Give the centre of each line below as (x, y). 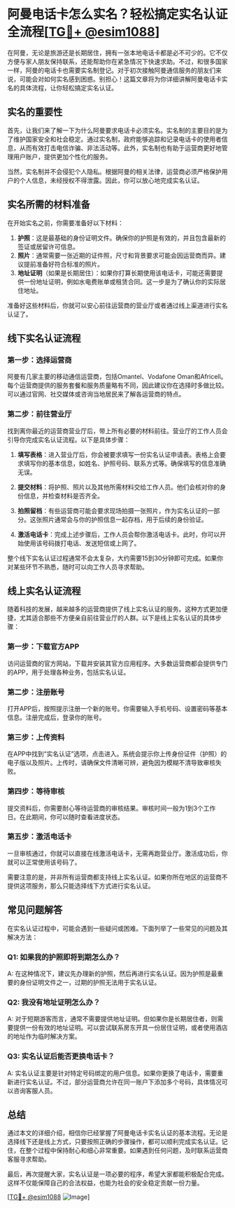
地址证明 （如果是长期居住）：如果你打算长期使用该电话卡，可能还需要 (117, 273)
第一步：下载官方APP (43, 646)
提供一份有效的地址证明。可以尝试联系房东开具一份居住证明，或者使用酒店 (120, 1028)
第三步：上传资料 (36, 737)
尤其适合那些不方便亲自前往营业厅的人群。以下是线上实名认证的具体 (117, 618)
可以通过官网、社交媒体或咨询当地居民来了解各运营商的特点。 (96, 394)
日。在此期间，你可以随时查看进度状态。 (65, 817)
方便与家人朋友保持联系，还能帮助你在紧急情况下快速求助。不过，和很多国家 (117, 61)
